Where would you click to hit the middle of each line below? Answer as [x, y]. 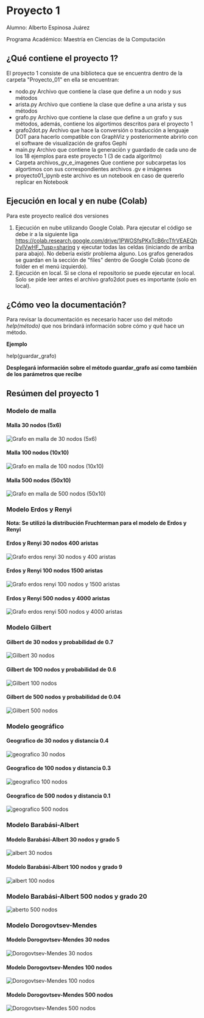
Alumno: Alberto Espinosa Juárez [48, 27]
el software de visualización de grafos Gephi [71, 143]
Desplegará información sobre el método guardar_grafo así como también [102, 368]
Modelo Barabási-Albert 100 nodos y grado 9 [65, 867]
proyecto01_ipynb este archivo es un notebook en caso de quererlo [100, 175]
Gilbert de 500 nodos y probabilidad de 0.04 [64, 697]
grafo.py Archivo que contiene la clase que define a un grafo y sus [99, 117]
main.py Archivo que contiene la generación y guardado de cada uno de [106, 149]
